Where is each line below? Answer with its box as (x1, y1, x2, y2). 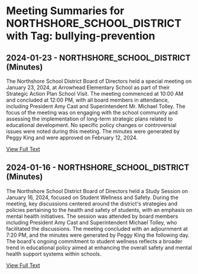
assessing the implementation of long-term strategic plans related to (6, 115, 173, 122)
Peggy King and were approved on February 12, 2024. (6, 134, 138, 141)
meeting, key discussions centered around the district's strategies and (6, 200, 178, 207)
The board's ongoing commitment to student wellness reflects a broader (6, 237, 183, 244)
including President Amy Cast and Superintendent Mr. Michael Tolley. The (6, 103, 186, 110)
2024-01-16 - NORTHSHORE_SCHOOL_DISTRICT (6, 162, 190, 172)
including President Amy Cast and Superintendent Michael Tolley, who (6, 218, 177, 226)
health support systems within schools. (6, 250, 102, 257)
